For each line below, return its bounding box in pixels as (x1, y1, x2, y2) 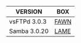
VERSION (15, 8, 43, 15)
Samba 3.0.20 (9, 27, 49, 35)
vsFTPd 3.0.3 (9, 18, 47, 25)
